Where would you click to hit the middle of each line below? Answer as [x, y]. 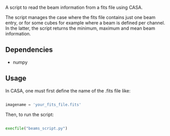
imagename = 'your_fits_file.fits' [43, 105]
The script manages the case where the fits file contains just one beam [80, 17]
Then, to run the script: [30, 114]
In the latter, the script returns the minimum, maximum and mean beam [80, 28]
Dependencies [29, 50]
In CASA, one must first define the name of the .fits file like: [68, 91]
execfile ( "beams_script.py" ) [36, 128]
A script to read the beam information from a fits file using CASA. [74, 7]
